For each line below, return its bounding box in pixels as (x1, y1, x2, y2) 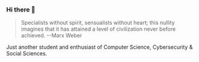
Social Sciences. (6, 50, 47, 57)
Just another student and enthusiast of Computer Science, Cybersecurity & (6, 43, 193, 51)
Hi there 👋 (6, 5, 36, 14)
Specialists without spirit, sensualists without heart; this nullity (20, 19, 176, 26)
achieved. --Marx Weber (20, 32, 82, 39)
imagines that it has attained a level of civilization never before (20, 25, 176, 33)
